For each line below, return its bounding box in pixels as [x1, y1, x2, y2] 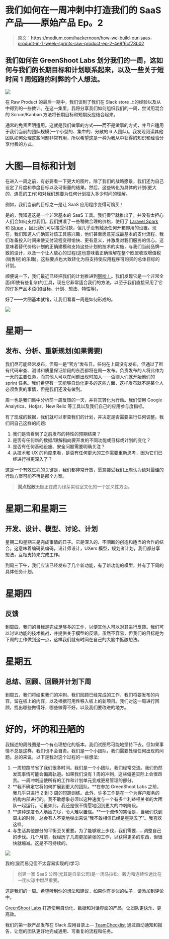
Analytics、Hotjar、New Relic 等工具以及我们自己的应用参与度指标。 [5, 403, 147, 409]
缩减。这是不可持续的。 [21, 840, 70, 846]
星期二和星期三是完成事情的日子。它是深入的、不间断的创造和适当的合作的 [5, 539, 159, 545]
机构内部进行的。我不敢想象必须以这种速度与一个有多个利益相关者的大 [12, 796, 158, 802]
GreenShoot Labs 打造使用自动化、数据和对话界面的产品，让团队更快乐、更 [5, 905, 162, 911]
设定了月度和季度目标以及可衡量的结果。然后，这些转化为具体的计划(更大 [5, 184, 157, 190]
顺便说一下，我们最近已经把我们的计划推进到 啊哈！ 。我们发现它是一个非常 [5, 273, 159, 279]
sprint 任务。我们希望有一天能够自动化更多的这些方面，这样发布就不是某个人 [5, 380, 164, 386]
